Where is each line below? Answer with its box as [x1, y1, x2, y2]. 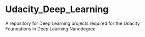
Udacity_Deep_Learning [5, 4, 109, 15]
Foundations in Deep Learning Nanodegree [5, 25, 96, 31]
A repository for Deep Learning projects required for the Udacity [5, 20, 140, 26]
